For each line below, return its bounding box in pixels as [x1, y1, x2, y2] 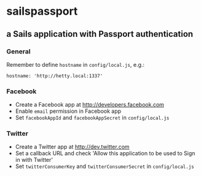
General [6, 47, 31, 56]
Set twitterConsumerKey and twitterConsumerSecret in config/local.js [15, 163, 195, 170]
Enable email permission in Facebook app [15, 107, 122, 115]
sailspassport [6, 4, 78, 18]
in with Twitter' [15, 156, 53, 164]
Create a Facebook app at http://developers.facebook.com [15, 101, 165, 109]
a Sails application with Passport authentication [6, 29, 194, 39]
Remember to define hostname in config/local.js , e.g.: [6, 61, 145, 68]
